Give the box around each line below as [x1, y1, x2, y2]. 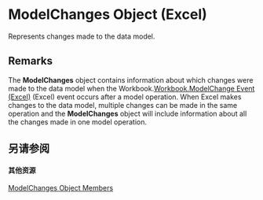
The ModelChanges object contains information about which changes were [8, 75, 254, 84]
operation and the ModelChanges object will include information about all [8, 109, 247, 118]
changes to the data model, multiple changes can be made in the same [8, 100, 238, 109]
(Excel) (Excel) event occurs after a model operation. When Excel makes [8, 92, 242, 102]
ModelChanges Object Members [8, 183, 114, 193]
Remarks [8, 54, 53, 68]
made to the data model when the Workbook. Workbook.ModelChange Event [8, 83, 255, 93]
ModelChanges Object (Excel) [8, 6, 208, 24]
